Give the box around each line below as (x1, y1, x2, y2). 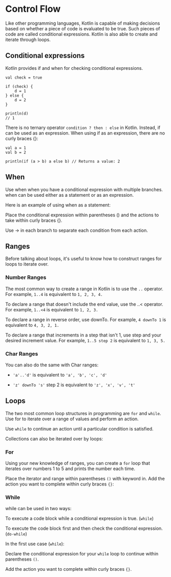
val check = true (5, 75, 42, 80)
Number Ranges (5, 274, 47, 281)
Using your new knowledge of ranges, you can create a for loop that (5, 460, 150, 467)
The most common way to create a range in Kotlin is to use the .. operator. (5, 286, 164, 292)
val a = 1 (5, 145, 27, 151)
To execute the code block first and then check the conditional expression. (5, 525, 163, 532)
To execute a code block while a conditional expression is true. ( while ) (5, 515, 154, 522)
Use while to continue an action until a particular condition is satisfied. (5, 425, 154, 432)
